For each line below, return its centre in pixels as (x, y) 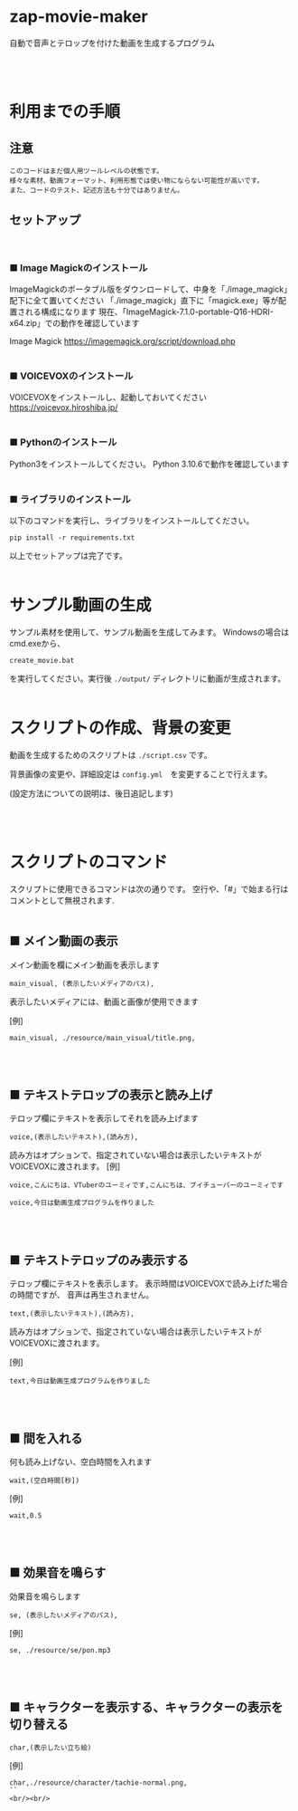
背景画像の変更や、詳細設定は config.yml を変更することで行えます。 (141, 774)
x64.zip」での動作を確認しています (74, 323)
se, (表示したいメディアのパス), (64, 1615)
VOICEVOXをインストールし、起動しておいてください (108, 398)
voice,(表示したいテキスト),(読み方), (74, 1137)
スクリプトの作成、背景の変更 (121, 728)
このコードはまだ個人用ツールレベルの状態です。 (87, 171)
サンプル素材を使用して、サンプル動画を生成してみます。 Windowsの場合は (149, 632)
